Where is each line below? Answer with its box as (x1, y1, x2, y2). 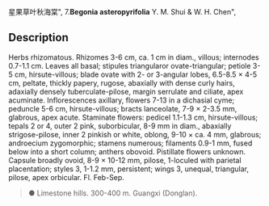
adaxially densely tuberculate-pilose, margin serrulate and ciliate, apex (8, 86, 244, 96)
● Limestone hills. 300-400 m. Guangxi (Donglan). (27, 188, 198, 198)
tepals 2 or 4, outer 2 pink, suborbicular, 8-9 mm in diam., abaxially (8, 120, 232, 131)
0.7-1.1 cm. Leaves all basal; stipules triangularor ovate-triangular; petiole (8, 61, 251, 70)
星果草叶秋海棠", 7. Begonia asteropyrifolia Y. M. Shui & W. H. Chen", (8, 7, 237, 16)
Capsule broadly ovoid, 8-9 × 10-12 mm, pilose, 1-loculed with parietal (8, 155, 242, 165)
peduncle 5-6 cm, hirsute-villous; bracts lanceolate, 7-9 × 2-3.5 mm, (8, 103, 237, 113)
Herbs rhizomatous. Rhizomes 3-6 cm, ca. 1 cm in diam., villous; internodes (8, 52, 260, 62)
